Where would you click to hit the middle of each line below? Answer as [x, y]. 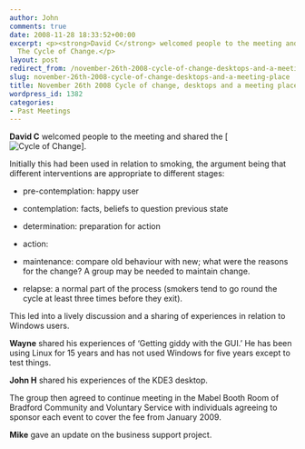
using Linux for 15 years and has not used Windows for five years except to [150, 353]
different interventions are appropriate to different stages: [117, 174]
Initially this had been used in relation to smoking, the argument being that [148, 164]
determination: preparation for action [91, 226]
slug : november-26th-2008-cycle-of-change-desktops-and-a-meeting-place [150, 77]
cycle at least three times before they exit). [103, 299]
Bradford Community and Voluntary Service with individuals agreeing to [143, 408]
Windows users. [39, 326]
